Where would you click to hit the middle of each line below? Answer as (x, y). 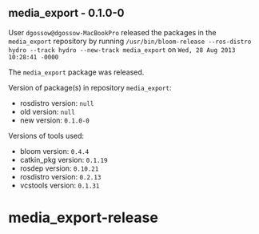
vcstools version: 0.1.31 (60, 185)
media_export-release (83, 218)
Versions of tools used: (46, 135)
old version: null (48, 111)
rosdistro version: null (57, 103)
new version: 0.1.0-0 (54, 120)
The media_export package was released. (76, 72)
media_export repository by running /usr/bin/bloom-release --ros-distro (130, 41)
